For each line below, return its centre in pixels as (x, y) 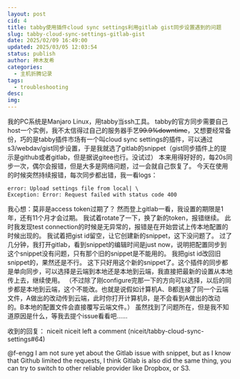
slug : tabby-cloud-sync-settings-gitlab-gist (76, 34)
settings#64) (26, 339)
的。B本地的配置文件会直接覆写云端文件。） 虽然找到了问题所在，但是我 (112, 307)
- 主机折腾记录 (33, 74)
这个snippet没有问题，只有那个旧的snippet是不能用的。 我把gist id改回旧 (114, 253)
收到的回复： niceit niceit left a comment (67, 331)
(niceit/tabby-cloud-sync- (166, 331)
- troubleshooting (41, 87)
